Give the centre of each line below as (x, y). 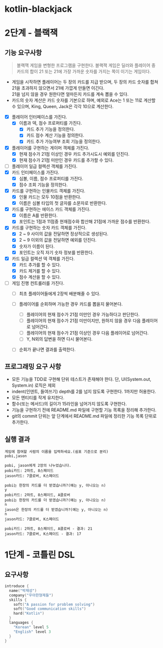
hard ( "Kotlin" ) (29, 614)
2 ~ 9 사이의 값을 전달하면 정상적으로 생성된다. (64, 234)
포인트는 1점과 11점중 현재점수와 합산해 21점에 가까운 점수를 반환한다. (85, 221)
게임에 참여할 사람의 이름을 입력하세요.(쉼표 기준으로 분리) (56, 452)
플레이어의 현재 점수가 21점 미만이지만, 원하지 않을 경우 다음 (83, 321)
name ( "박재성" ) (23, 591)
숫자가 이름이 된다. (37, 246)
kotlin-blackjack (38, 9)
